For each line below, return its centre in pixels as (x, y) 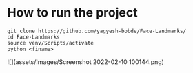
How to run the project (72, 13)
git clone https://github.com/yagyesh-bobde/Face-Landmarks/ (97, 31)
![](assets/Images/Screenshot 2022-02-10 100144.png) (85, 62)
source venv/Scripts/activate (51, 43)
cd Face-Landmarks (33, 37)
